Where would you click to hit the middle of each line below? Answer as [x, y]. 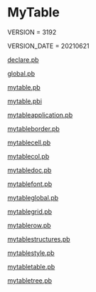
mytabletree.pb [30, 280]
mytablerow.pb [29, 225]
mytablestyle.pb [31, 253]
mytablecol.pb [28, 156]
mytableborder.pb [34, 128]
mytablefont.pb [30, 184]
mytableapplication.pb [40, 115]
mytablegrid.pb [30, 212]
